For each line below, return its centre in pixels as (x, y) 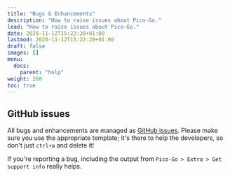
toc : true (22, 85)
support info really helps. (45, 167)
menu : (15, 59)
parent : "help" (42, 72)
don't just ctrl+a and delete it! (51, 146)
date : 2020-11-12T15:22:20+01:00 (56, 33)
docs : (22, 66)
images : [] (23, 53)
